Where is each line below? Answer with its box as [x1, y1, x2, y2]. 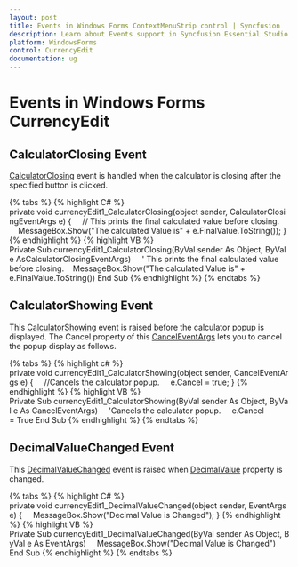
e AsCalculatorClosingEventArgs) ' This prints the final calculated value [9, 254, 279, 264]
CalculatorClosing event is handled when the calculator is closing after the [9, 171, 282, 180]
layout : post [9, 12, 58, 22]
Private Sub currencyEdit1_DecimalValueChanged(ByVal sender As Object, [9, 528, 283, 539]
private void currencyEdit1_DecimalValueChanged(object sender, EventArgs [9, 499, 287, 511]
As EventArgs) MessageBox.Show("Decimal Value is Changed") [34, 538, 277, 548]
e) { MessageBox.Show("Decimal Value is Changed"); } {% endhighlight [9, 509, 281, 520]
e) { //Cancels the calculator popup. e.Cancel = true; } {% [20, 377, 248, 387]
